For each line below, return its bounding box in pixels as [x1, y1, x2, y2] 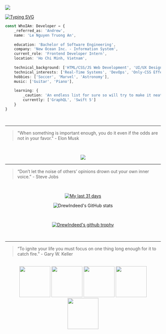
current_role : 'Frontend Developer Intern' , [14, 51, 107, 57]
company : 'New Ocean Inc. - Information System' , [14, 47, 119, 52]
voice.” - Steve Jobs [17, 174, 59, 180]
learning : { [14, 88, 39, 93]
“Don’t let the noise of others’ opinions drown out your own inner [17, 168, 149, 174]
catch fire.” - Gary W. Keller [17, 251, 73, 257]
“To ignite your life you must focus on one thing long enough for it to [17, 246, 157, 252]
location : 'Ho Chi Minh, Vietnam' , [14, 56, 87, 61]
